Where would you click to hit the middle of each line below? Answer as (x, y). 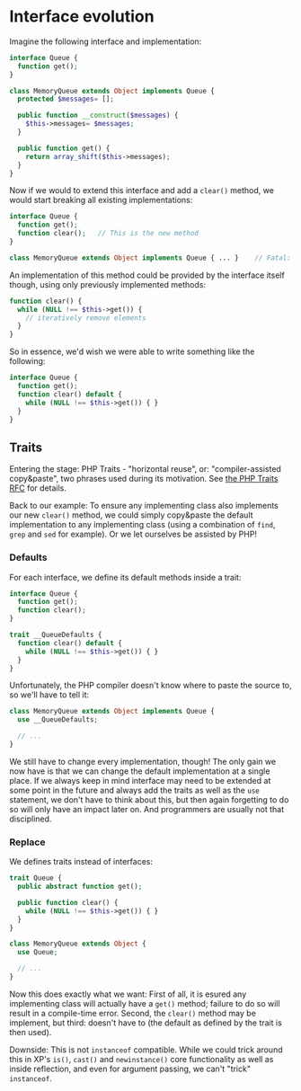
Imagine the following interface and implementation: (106, 41)
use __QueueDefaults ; (58, 720)
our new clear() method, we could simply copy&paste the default (131, 515)
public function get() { (64, 148)
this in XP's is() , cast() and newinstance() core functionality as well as (142, 1059)
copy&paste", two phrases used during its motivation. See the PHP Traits (144, 479)
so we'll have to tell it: (49, 695)
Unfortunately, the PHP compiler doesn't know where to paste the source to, (150, 686)
